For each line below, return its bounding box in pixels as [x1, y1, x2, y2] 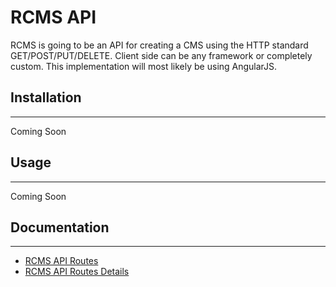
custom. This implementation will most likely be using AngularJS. [10, 60, 278, 72]
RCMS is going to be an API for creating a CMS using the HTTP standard [10, 39, 309, 51]
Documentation [10, 219, 110, 236]
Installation [10, 89, 82, 106]
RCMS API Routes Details [24, 266, 130, 278]
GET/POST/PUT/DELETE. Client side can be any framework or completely [10, 49, 313, 61]
